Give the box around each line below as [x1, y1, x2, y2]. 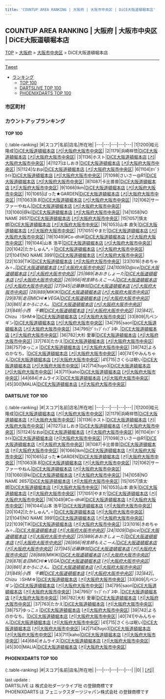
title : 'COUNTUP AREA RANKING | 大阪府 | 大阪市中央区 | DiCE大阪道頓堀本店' [5, 7, 156, 12]
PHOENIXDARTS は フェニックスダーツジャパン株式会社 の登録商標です [5, 689, 149, 695]
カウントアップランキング [5, 118, 65, 125]
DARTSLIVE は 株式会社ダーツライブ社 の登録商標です [5, 682, 114, 688]
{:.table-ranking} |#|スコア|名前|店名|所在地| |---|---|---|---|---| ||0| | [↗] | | [5, 667, 155, 673]
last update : [5, 676, 30, 683]
